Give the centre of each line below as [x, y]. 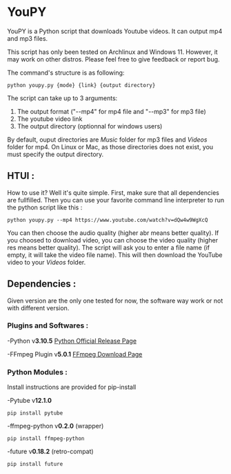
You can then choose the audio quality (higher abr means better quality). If [113, 233]
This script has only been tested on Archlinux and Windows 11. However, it [113, 52]
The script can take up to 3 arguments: [62, 98]
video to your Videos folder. [47, 262]
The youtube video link [50, 119]
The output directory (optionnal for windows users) [90, 126]
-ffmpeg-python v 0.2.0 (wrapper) [56, 426]
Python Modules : [37, 372]
